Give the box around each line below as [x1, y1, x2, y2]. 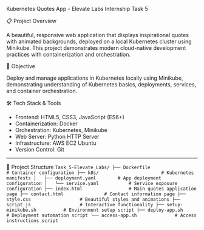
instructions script [6, 218, 59, 224]
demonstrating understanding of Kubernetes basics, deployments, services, [6, 81, 197, 88]
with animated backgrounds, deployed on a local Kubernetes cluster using [6, 38, 192, 45]
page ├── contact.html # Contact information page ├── [6, 191, 186, 197]
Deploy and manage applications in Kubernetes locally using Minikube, [6, 74, 183, 82]
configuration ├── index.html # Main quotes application [6, 186, 197, 192]
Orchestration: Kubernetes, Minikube [15, 127, 107, 133]
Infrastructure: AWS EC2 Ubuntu [15, 139, 97, 147]
